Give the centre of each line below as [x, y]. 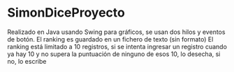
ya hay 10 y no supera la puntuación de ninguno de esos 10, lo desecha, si [114, 54]
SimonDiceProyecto [66, 13]
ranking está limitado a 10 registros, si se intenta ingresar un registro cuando [117, 46]
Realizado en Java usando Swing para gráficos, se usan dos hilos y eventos [116, 32]
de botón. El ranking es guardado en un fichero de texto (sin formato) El [110, 39]
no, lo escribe [27, 61]
